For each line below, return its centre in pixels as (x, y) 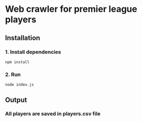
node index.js (20, 85)
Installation (23, 38)
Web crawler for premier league (71, 9)
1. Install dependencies (33, 52)
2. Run (13, 74)
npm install (17, 62)
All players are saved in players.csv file (53, 114)
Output (16, 100)
